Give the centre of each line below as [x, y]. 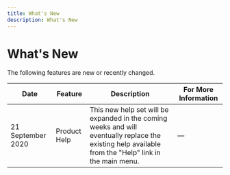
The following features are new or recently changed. [81, 73]
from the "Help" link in [125, 153]
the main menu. [114, 161]
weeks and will [113, 127]
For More [199, 90]
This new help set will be [129, 110]
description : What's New [42, 20]
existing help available [125, 144]
